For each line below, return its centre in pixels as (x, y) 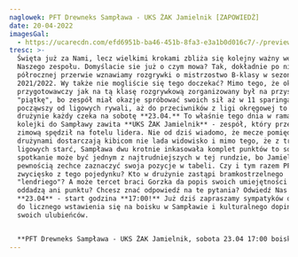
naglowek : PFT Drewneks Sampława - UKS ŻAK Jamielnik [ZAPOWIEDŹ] (134, 17)
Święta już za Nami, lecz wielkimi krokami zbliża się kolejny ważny (148, 58)
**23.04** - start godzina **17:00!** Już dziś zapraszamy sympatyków (150, 199)
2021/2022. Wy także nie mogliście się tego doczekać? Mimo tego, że (148, 83)
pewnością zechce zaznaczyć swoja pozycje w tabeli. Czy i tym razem (148, 166)
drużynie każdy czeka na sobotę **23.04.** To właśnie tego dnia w (145, 116)
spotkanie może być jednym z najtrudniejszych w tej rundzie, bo (141, 157)
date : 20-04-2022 (41, 26)
